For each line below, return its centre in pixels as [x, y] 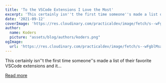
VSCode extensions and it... [33, 66]
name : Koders [23, 33]
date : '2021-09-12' [25, 19]
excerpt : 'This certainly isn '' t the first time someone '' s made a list [82, 14]
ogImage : [14, 42]
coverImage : [17, 23]
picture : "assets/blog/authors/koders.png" [55, 38]
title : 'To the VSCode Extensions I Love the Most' [59, 10]
